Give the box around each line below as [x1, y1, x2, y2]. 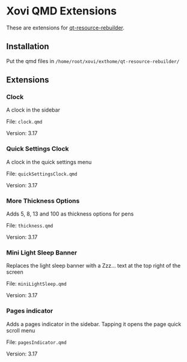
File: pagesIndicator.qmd [6, 338, 67, 346]
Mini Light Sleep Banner [6, 248, 78, 256]
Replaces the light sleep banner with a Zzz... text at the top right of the [6, 262, 181, 270]
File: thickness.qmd [6, 222, 54, 229]
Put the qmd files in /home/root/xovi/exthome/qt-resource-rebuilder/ [6, 57, 180, 64]
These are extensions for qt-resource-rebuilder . [6, 24, 124, 31]
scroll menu [6, 327, 35, 334]
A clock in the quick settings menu [6, 158, 92, 166]
